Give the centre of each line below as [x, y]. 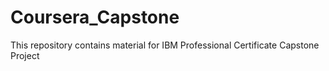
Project [25, 55]
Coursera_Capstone [95, 17]
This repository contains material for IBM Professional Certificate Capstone [165, 45]
